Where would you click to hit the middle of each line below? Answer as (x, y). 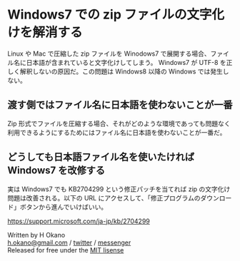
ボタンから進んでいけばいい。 (64, 207)
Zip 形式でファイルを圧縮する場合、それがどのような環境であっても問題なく (119, 123)
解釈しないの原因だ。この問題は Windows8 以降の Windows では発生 (121, 71)
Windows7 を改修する (56, 171)
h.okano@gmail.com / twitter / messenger (69, 242)
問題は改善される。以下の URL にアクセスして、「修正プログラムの (104, 198)
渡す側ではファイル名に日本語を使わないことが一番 (120, 105)
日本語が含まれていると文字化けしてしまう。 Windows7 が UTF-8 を (126, 62)
